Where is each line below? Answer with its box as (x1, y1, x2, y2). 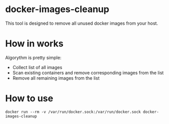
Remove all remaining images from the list (12, 75, 100, 81)
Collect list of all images (12, 64, 63, 70)
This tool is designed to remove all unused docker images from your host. (5, 20, 158, 26)
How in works (5, 38, 64, 49)
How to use (5, 93, 53, 104)
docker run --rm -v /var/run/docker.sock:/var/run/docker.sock (5, 109, 141, 114)
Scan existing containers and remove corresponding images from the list (12, 70, 164, 76)
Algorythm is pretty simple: (5, 54, 62, 60)
